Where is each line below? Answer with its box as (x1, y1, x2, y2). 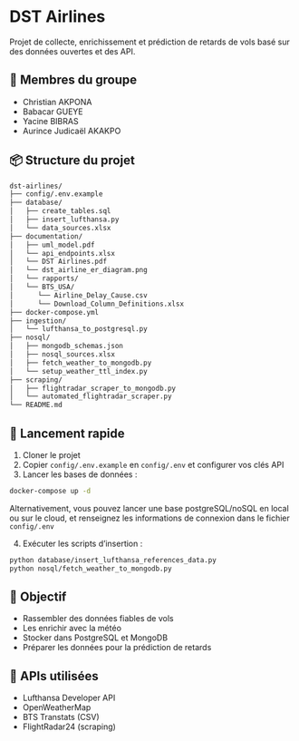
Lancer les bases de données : (22, 469, 138, 480)
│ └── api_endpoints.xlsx (9, 249, 116, 258)
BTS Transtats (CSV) (22, 712, 100, 723)
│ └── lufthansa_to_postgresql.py (9, 325, 148, 334)
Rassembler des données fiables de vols (22, 613, 174, 624)
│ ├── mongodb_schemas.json (9, 342, 124, 351)
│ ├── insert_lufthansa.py (9, 215, 120, 224)
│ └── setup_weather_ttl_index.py (9, 366, 148, 375)
